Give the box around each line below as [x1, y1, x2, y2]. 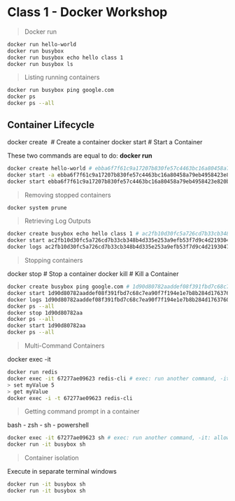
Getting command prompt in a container [24, 407, 140, 416]
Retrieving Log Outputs [24, 217, 92, 225]
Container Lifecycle [7, 119, 95, 131]
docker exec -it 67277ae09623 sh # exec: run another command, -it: [7, 434, 211, 441]
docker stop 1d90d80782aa [7, 309, 83, 316]
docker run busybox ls [7, 60, 73, 67]
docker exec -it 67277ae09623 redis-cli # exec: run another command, [7, 375, 218, 382]
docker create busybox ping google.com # [7, 283, 130, 290]
